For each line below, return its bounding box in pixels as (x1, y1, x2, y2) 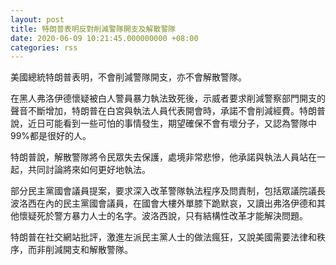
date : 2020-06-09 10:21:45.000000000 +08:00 (10, 33, 199, 43)
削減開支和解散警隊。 (44, 244, 133, 256)
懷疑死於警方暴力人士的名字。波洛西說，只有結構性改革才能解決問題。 (18, 210, 308, 222)
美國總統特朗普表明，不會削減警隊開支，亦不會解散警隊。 (10, 71, 247, 83)
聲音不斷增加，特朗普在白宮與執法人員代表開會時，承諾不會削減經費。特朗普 (10, 105, 326, 117)
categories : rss (10, 42, 78, 53)
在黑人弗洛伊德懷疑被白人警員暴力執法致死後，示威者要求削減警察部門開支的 (10, 92, 326, 105)
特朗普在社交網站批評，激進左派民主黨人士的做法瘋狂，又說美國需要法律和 (10, 231, 317, 243)
